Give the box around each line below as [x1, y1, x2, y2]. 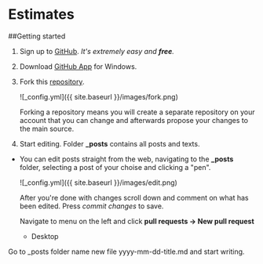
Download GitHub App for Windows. [19, 61, 137, 71]
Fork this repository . [19, 77, 85, 86]
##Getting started [8, 31, 66, 41]
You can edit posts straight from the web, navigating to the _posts [19, 154, 234, 164]
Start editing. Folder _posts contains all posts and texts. [19, 139, 200, 148]
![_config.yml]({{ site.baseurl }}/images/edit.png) [19, 178, 178, 187]
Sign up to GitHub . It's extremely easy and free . [19, 46, 175, 56]
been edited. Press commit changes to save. [19, 201, 164, 211]
